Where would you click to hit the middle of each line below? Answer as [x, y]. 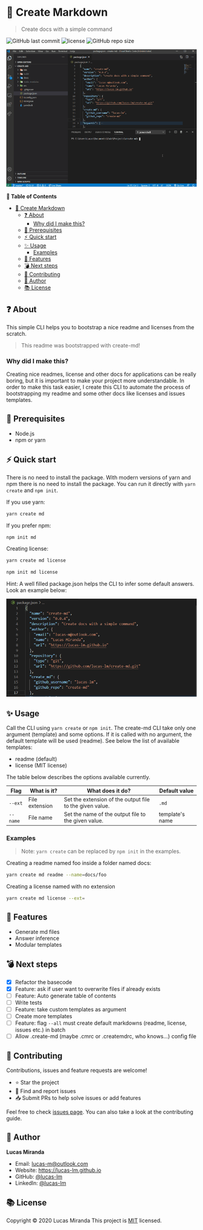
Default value [176, 791]
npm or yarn [30, 440]
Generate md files [37, 932]
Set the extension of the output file [107, 800]
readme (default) [36, 759]
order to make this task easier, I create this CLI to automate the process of [98, 387]
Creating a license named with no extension [61, 887]
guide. [14, 1118]
